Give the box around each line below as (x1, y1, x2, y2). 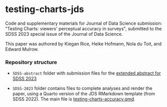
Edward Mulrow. (5, 46, 39, 52)
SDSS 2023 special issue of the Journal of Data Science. (5, 31, 123, 37)
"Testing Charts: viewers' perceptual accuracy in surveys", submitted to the (5, 25, 162, 31)
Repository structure (5, 59, 57, 66)
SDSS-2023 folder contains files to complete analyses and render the (12, 85, 152, 91)
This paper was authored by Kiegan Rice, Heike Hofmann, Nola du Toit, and (5, 40, 162, 46)
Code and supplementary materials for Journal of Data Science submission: (5, 20, 162, 26)
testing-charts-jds (5, 4, 85, 15)
